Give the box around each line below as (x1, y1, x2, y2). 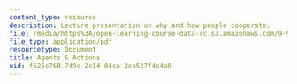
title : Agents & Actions (9, 53, 101, 62)
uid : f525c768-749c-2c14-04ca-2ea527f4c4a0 (9, 62, 172, 71)
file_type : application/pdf (9, 37, 113, 46)
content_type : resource (9, 12, 97, 22)
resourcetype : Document (9, 45, 97, 54)
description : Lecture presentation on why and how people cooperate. (9, 21, 271, 30)
